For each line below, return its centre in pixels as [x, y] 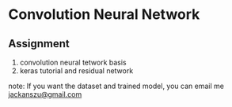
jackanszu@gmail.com [45, 94]
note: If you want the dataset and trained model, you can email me [116, 86]
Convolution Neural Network [104, 15]
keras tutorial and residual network [76, 71]
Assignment [39, 44]
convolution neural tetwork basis [73, 62]
